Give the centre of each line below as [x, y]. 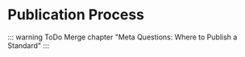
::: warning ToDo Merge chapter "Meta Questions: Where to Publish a [122, 37]
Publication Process [76, 15]
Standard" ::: [29, 45]
